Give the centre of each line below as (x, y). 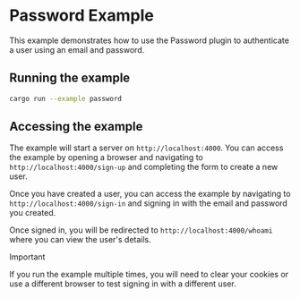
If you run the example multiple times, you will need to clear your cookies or (149, 275)
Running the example (70, 78)
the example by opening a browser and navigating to (106, 158)
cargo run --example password (66, 98)
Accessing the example (76, 127)
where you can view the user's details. (81, 240)
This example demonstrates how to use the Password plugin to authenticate (149, 40)
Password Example (81, 16)
